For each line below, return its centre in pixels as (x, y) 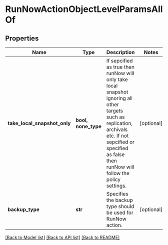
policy (113, 179)
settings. (116, 186)
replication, (119, 123)
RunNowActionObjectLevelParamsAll (84, 9)
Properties (22, 38)
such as (115, 117)
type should (120, 206)
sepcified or (120, 142)
